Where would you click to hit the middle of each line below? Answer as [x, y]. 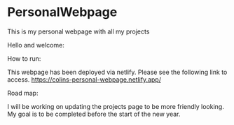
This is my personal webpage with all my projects [78, 31]
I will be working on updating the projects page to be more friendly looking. [116, 106]
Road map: [23, 93]
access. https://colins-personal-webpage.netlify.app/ [84, 79]
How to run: [24, 58]
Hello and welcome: [36, 45]
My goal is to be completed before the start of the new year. [94, 114]
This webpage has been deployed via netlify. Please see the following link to [117, 72]
